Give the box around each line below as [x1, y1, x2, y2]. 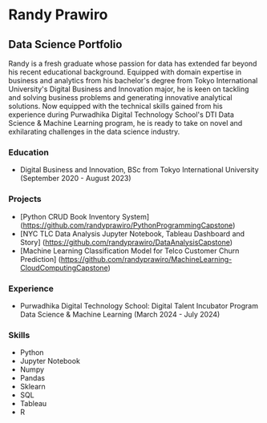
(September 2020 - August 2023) [19, 174, 131, 183]
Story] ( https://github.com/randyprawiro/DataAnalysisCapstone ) [19, 237, 233, 247]
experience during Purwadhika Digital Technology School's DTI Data [8, 110, 235, 119]
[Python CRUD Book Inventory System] [19, 211, 150, 221]
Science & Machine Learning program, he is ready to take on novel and [8, 119, 243, 127]
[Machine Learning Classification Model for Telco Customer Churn [19, 246, 240, 256]
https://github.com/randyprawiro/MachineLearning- [60, 254, 233, 264]
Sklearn [19, 382, 46, 392]
